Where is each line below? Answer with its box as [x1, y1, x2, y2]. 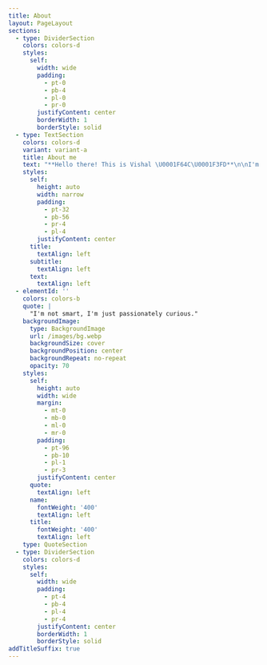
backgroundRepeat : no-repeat [29, 354, 127, 363]
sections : [8, 26, 42, 34]
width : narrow [37, 190, 84, 199]
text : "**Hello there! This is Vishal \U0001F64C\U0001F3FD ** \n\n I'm [22, 161, 260, 169]
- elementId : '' [15, 288, 70, 296]
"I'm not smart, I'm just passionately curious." [29, 309, 198, 317]
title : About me [22, 153, 78, 161]
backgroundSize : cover [29, 340, 106, 348]
